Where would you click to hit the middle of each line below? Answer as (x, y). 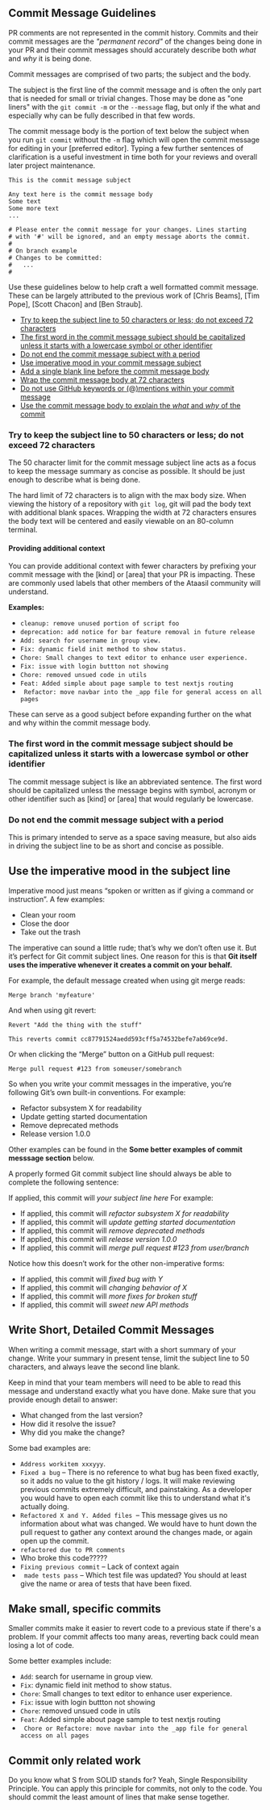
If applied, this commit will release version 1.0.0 (98, 1239)
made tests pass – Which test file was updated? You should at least (135, 1575)
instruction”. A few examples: (57, 899)
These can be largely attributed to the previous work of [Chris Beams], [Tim (134, 295)
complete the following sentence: (64, 1182)
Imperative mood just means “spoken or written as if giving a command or (131, 890)
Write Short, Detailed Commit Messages (112, 1330)
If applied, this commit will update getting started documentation (128, 1222)
